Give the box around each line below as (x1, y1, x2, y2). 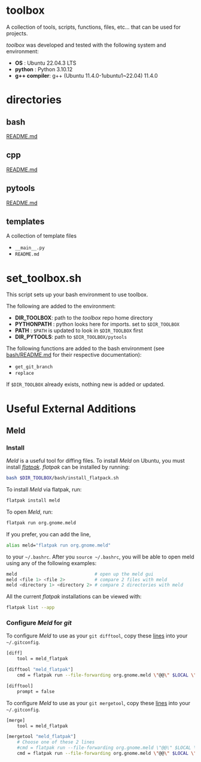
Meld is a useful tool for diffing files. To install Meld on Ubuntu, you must (6, 457, 185, 465)
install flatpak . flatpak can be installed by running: (6, 463, 130, 470)
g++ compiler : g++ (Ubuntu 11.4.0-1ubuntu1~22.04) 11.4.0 (14, 72, 159, 79)
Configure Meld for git (6, 619, 72, 627)
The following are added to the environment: (6, 303, 116, 310)
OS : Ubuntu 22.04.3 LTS (14, 59, 77, 66)
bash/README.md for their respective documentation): (6, 351, 142, 359)
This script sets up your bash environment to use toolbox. (6, 291, 148, 298)
